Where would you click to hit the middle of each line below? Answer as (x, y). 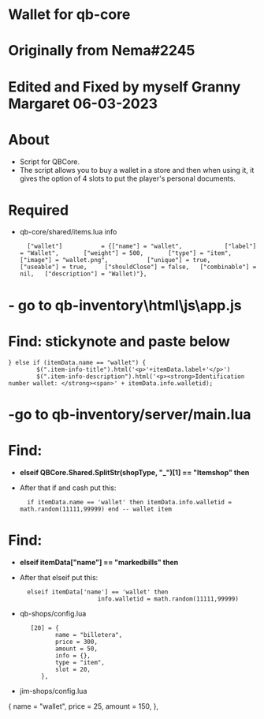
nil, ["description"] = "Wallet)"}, (83, 274)
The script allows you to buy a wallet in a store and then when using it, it (137, 170)
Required (39, 210)
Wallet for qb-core (69, 15)
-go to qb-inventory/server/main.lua (130, 414)
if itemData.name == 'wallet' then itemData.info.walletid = (130, 502)
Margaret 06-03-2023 (83, 103)
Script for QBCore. (50, 161)
